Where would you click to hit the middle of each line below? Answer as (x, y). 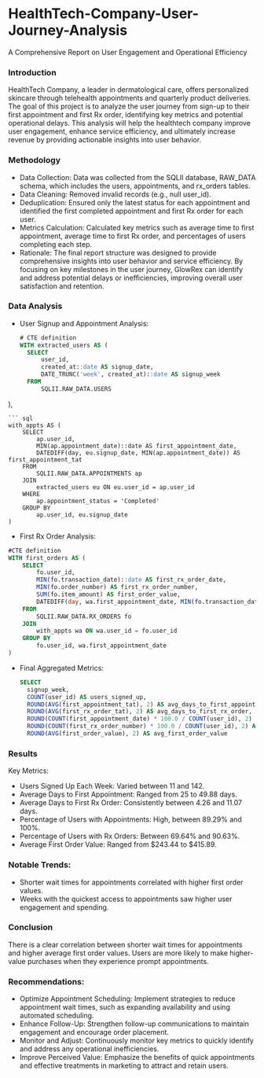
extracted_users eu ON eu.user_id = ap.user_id (115, 487)
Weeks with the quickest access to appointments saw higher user (126, 899)
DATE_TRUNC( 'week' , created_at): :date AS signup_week (130, 374)
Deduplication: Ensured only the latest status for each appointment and (134, 202)
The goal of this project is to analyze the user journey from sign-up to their (129, 106)
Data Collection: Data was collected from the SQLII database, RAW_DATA (137, 177)
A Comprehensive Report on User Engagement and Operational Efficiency (128, 52)
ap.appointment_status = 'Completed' (98, 501)
